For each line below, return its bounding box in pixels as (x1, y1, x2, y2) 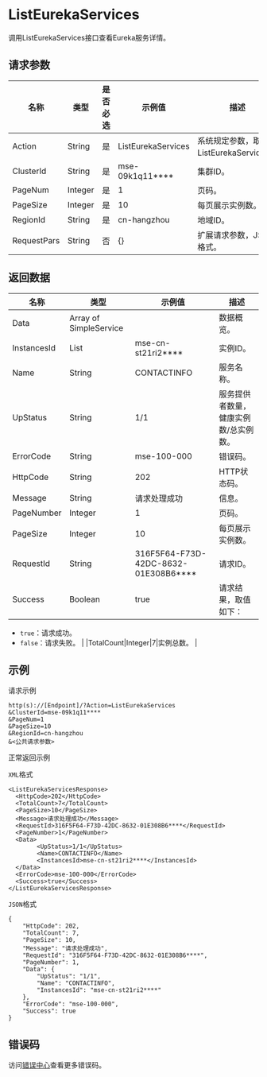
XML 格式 (8, 769, 33, 780)
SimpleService (69, 322, 124, 333)
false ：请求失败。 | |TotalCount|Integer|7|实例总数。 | (19, 637, 198, 647)
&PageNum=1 (8, 715, 44, 724)
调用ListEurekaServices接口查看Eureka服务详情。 (8, 33, 171, 42)
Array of (69, 312, 100, 323)
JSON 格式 (8, 900, 37, 909)
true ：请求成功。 (19, 628, 77, 637)
